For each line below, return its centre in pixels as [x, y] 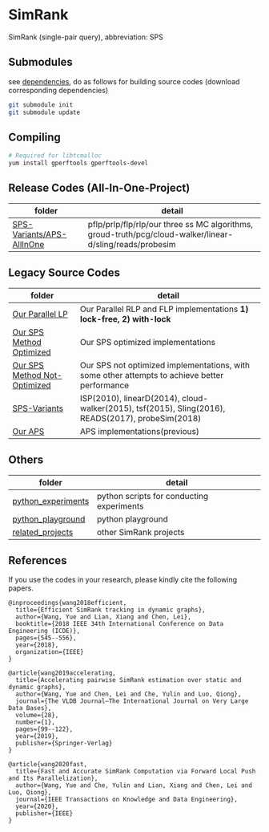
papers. [21, 588]
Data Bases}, [30, 708]
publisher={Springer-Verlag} [64, 744]
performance [104, 385]
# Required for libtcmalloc [55, 156]
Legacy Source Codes [64, 273]
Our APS [28, 431]
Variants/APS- [40, 234]
